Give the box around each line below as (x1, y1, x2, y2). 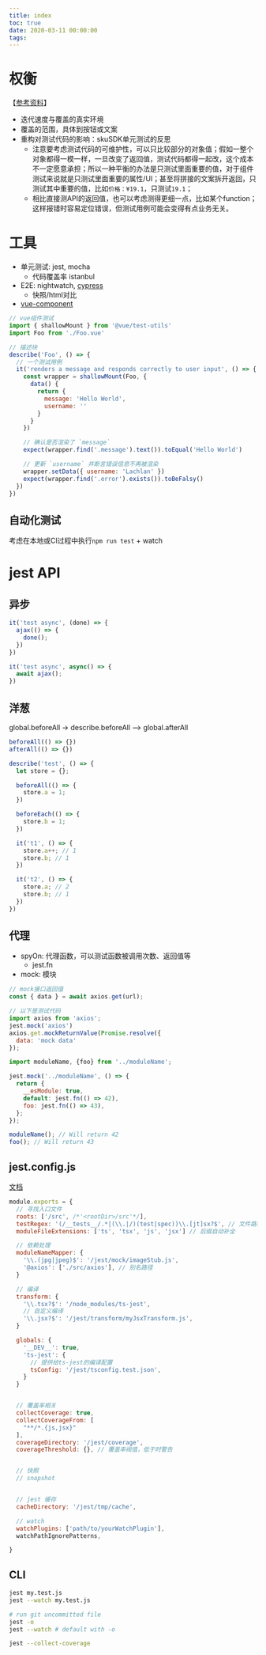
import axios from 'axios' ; (9, 1014, 102, 1023)
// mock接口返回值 (9, 986, 64, 994)
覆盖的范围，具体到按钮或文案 (20, 124, 118, 134)
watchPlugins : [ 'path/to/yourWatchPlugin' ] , (16, 1524, 165, 1532)
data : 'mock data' (16, 1036, 77, 1044)
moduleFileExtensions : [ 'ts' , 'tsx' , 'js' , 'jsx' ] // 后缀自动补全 (16, 1227, 236, 1235)
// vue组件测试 (9, 314, 54, 323)
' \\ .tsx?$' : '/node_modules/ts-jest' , (23, 1300, 151, 1308)
